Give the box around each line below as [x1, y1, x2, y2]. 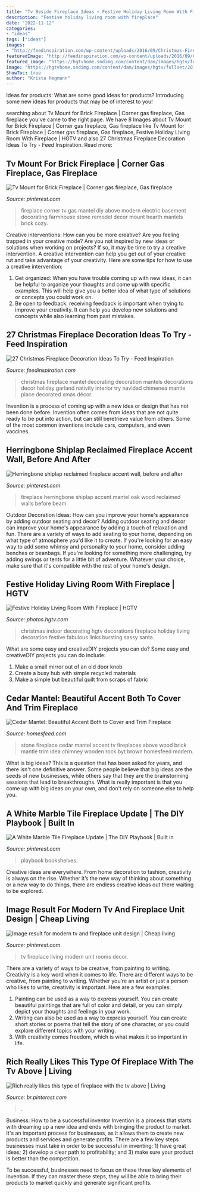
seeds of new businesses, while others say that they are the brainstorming [6, 772, 189, 780]
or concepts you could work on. [14, 293, 93, 300]
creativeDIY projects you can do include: [6, 652, 106, 659]
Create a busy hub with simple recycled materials [14, 670, 136, 677]
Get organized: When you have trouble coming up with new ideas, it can [14, 274, 192, 281]
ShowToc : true [6, 70, 42, 76]
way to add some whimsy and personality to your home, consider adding [6, 543, 185, 550]
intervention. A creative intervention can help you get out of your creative [6, 250, 186, 257]
